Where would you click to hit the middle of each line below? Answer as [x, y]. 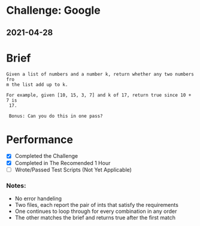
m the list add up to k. [37, 84]
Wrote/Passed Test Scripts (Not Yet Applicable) [73, 169]
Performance [40, 140]
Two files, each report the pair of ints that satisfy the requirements [96, 204]
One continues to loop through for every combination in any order [96, 211]
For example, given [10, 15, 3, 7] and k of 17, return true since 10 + [99, 95]
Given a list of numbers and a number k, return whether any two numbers [100, 74]
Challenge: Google [53, 10]
